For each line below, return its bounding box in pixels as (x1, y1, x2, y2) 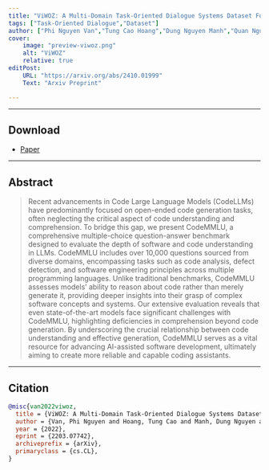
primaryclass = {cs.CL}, (15, 448, 98, 456)
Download (8, 123, 60, 137)
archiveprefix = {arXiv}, (15, 439, 102, 448)
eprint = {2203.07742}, (15, 432, 94, 440)
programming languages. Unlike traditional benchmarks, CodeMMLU (27, 274, 255, 284)
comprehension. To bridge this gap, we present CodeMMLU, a (27, 223, 234, 232)
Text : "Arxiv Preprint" (22, 79, 102, 87)
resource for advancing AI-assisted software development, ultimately (27, 342, 257, 352)
